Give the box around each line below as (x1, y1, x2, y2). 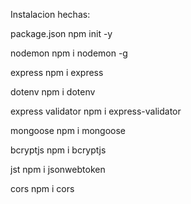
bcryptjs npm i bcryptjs (10, 144, 107, 156)
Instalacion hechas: (10, 9, 91, 20)
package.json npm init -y (10, 28, 113, 39)
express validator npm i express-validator (10, 105, 182, 117)
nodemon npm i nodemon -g (10, 47, 128, 59)
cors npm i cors (10, 183, 75, 194)
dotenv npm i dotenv (10, 86, 96, 98)
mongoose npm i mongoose (10, 125, 127, 136)
